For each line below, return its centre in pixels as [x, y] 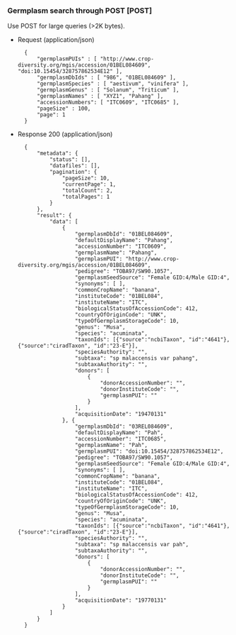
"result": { [54, 216]
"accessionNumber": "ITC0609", [121, 247]
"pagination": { [73, 172]
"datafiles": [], [75, 166]
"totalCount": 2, [88, 191]
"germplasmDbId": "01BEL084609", [124, 234]
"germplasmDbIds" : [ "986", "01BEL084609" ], [106, 78]
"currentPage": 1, [89, 184]
